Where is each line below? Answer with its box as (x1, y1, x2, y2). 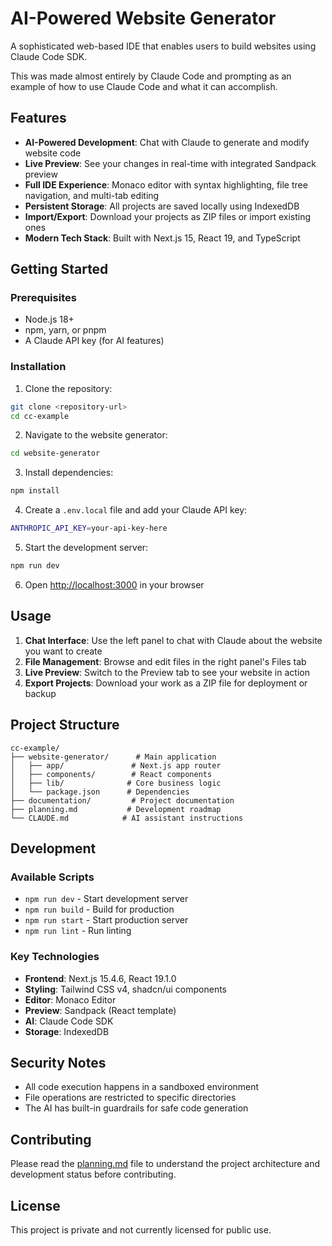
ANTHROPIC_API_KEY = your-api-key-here (10, 523, 168, 534)
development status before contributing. (10, 1168, 177, 1181)
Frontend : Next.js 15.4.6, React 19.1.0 (24, 972, 177, 984)
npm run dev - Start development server (24, 893, 189, 905)
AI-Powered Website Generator (10, 7, 277, 30)
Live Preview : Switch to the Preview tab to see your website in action (24, 666, 310, 678)
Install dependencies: (24, 467, 114, 479)
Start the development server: (24, 542, 149, 554)
